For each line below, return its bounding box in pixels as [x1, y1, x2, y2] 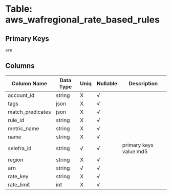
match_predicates [8, 108, 51, 115]
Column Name [11, 80, 48, 87]
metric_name [8, 125, 39, 132]
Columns [5, 62, 35, 70]
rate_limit [8, 181, 30, 188]
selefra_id [8, 144, 32, 152]
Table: [5, 3, 33, 15]
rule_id [8, 116, 25, 124]
